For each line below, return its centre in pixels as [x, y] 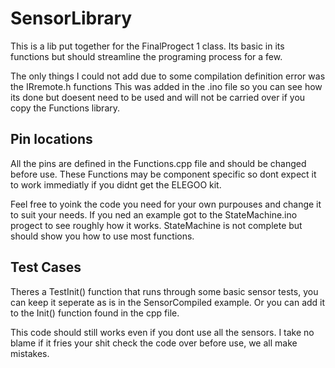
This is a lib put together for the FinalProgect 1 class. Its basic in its [147, 46]
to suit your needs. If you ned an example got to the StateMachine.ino [154, 214]
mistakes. [30, 353]
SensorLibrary [71, 18]
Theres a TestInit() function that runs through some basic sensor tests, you [164, 291]
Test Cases [46, 267]
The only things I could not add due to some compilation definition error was [168, 76]
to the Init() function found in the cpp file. [95, 313]
